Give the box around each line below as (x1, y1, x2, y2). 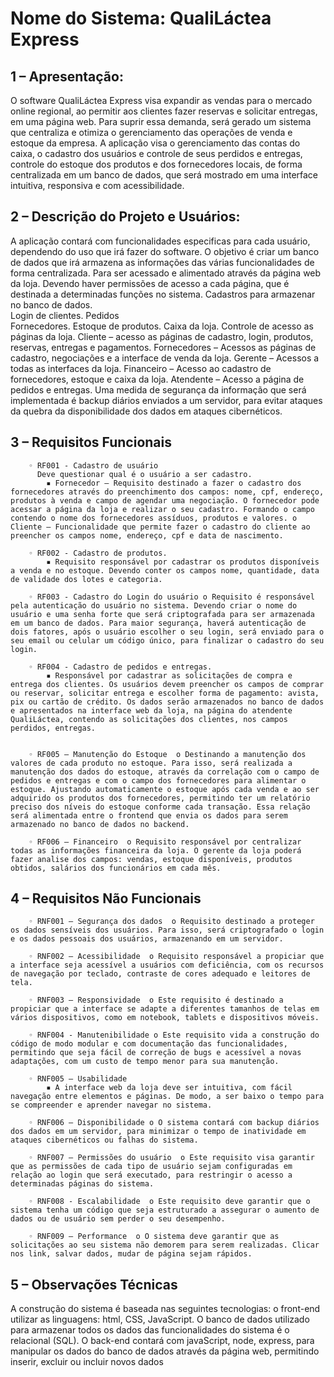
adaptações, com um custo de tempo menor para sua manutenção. (10, 1057, 280, 1067)
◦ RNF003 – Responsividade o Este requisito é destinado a (28, 995, 284, 1006)
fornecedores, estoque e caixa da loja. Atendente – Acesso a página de (10, 373, 305, 385)
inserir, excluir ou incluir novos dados (10, 1356, 164, 1368)
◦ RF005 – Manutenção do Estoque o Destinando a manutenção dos (28, 749, 307, 759)
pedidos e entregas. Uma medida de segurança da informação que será (10, 383, 307, 396)
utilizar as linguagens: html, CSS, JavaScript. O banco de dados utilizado (10, 1313, 310, 1326)
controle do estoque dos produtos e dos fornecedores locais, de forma (10, 158, 303, 170)
